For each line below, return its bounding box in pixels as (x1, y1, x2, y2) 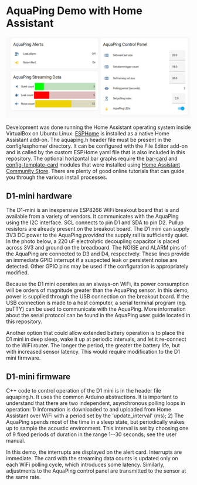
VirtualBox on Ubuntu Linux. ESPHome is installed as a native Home (6, 130, 170, 137)
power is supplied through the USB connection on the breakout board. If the (6, 293, 189, 300)
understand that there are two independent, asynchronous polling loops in (6, 400, 185, 407)
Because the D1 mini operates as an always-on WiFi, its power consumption (6, 281, 189, 288)
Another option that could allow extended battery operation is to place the (6, 330, 185, 337)
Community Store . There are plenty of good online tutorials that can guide (6, 168, 185, 175)
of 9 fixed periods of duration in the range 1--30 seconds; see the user (6, 431, 177, 438)
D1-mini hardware (6, 191, 72, 201)
